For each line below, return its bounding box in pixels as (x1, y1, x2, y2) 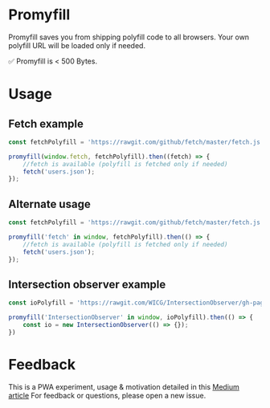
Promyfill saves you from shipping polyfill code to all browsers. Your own (8, 32, 250, 42)
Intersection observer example (8, 277, 166, 291)
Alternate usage (8, 197, 91, 210)
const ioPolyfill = (8, 299, 74, 307)
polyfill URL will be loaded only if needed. (8, 40, 146, 50)
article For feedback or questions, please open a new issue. (8, 390, 207, 400)
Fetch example (8, 116, 84, 130)
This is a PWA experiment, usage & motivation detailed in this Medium (8, 381, 239, 391)
